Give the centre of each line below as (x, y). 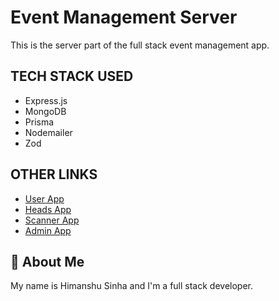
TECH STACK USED (72, 76)
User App (44, 198)
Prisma (39, 122)
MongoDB (45, 111)
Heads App (48, 209)
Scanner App (52, 220)
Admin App (48, 230)
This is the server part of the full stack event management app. (140, 45)
